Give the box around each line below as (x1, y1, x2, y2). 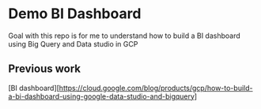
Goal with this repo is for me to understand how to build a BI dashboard (8, 31, 241, 40)
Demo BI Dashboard (8, 5, 142, 23)
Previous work (8, 62, 81, 76)
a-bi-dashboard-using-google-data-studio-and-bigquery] (8, 92, 198, 101)
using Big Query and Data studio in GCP (8, 39, 138, 48)
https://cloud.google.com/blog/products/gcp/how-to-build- (59, 83, 253, 92)
